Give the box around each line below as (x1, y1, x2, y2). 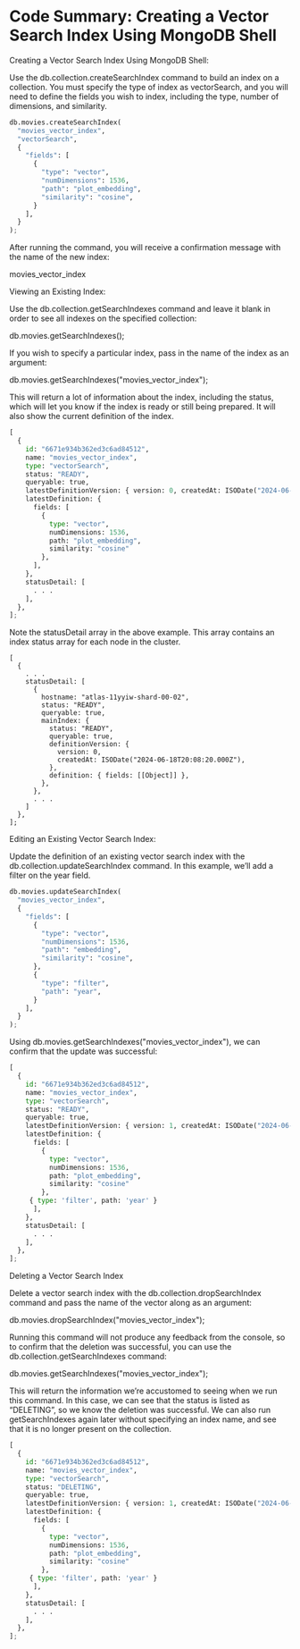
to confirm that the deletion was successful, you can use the (9, 1342, 232, 1352)
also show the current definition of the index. (9, 411, 174, 422)
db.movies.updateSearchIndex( (9, 888, 122, 896)
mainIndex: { (41, 717, 90, 726)
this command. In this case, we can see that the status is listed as (9, 1395, 250, 1406)
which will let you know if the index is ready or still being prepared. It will (9, 401, 276, 412)
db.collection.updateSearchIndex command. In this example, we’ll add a (9, 861, 274, 871)
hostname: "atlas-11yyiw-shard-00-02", (41, 693, 190, 703)
